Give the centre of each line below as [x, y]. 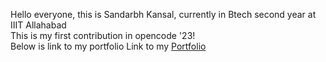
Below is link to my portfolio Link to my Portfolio [108, 46]
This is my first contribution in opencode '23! [103, 35]
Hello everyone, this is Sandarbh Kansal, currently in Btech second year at [163, 14]
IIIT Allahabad [38, 25]
